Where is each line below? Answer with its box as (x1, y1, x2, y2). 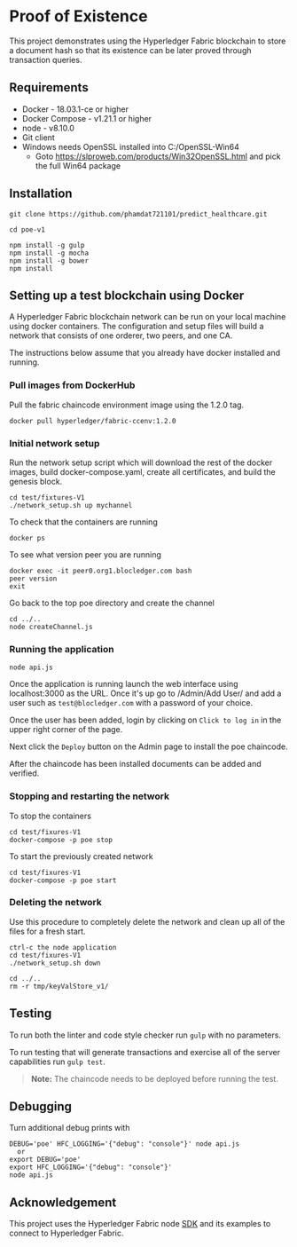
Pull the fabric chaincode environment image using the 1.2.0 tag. (9, 399, 245, 410)
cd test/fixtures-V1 (9, 493, 86, 502)
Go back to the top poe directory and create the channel (9, 597, 215, 608)
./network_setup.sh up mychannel (9, 501, 133, 509)
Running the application (9, 643, 114, 655)
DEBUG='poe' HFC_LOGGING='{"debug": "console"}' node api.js (9, 1140, 240, 1148)
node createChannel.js (9, 622, 93, 631)
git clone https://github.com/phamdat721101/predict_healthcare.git (9, 209, 268, 218)
